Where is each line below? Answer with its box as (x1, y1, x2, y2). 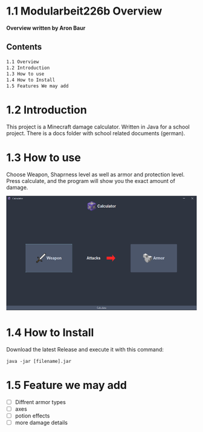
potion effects (14, 412, 50, 419)
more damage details (14, 419, 68, 427)
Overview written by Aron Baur (6, 24, 86, 32)
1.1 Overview (6, 59, 39, 65)
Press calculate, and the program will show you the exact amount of (6, 177, 175, 184)
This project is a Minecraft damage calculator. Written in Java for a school (6, 123, 190, 130)
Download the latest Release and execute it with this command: (6, 346, 164, 353)
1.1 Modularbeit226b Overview (6, 4, 163, 18)
